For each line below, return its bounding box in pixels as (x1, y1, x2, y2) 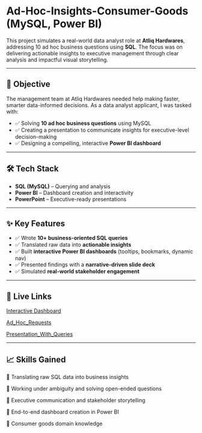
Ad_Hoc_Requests (6, 319, 52, 326)
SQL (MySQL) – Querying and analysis (14, 182, 111, 190)
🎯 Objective (6, 79, 50, 90)
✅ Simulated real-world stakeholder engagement (14, 268, 140, 275)
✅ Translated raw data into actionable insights (14, 241, 132, 248)
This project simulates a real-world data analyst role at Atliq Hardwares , (6, 37, 185, 44)
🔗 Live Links (6, 291, 52, 301)
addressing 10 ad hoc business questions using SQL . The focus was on (6, 43, 183, 51)
